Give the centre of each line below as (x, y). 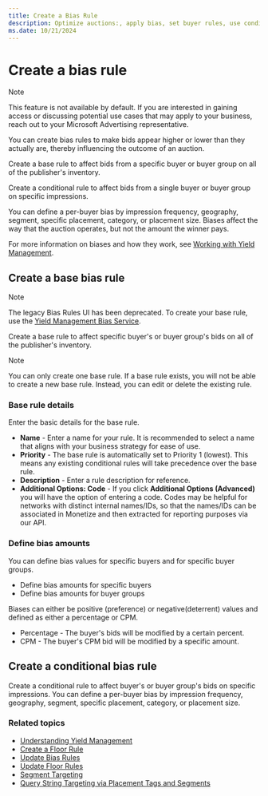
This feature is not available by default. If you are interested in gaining (123, 108)
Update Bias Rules (50, 757)
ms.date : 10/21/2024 (43, 30)
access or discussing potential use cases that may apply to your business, (130, 116)
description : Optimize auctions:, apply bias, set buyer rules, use (124, 23)
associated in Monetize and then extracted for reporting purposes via (134, 514)
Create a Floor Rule (51, 749)
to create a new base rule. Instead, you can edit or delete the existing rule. (130, 385)
